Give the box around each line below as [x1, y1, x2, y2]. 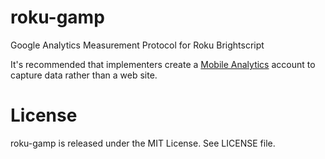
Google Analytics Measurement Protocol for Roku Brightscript [10, 39, 265, 51]
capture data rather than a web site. [10, 69, 158, 81]
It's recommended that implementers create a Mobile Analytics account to [10, 58, 316, 70]
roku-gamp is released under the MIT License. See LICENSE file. [10, 137, 276, 149]
